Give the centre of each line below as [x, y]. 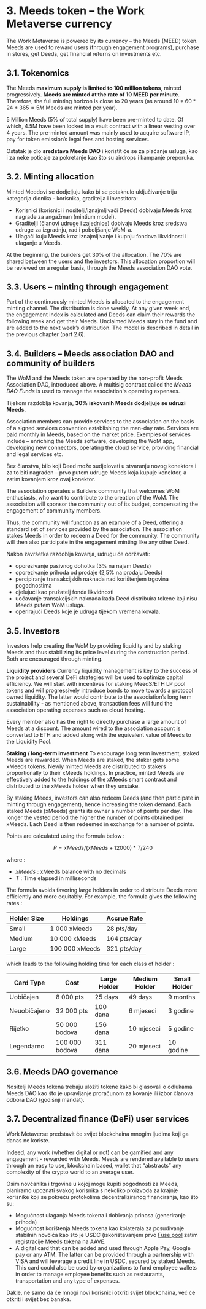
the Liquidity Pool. [29, 741]
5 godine [181, 1028]
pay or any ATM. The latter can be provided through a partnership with [105, 1254]
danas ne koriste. [28, 1140]
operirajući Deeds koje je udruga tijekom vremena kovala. [88, 611]
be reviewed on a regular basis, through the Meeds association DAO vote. [99, 267]
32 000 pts [72, 1011]
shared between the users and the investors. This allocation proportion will [101, 261]
